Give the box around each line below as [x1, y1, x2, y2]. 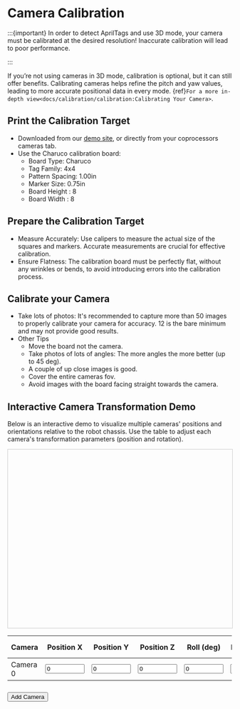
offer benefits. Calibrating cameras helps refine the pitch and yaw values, [7, 79, 223, 87]
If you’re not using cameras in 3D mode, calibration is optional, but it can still [7, 71, 232, 80]
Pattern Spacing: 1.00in [28, 171, 97, 180]
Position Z [140, 642, 175, 652]
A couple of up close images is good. [28, 365, 137, 373]
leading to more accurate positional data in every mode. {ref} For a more [7, 86, 219, 95]
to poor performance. [7, 44, 71, 52]
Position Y [93, 642, 130, 652]
